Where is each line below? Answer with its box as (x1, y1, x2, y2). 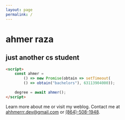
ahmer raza (5, 33, 54, 45)
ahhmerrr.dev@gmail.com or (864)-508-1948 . (5, 108, 100, 115)
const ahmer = (14, 71, 44, 76)
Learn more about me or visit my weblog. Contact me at (5, 103, 120, 109)
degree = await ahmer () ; (14, 89, 66, 95)
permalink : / (5, 12, 33, 17)
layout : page (5, 7, 33, 12)
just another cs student (5, 53, 80, 62)
